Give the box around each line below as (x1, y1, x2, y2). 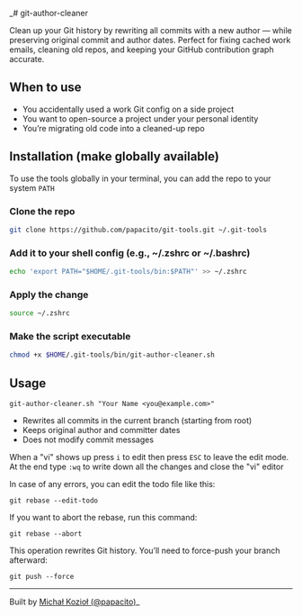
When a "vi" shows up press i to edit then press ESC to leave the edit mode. (9, 452, 289, 463)
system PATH (9, 182, 56, 193)
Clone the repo (9, 204, 75, 217)
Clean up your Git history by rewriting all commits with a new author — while (9, 25, 292, 35)
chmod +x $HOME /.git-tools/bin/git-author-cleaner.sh (9, 350, 216, 359)
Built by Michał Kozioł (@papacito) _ (9, 596, 140, 607)
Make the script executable (9, 331, 131, 343)
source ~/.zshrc (9, 309, 70, 318)
